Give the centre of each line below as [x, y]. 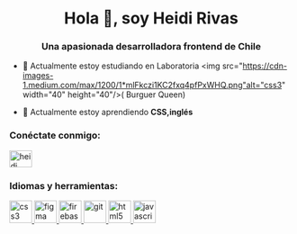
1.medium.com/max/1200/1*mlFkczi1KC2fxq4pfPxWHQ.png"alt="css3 [152, 85]
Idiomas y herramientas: [64, 185]
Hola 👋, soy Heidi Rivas [151, 18]
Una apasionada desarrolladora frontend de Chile [151, 47]
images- [38, 76]
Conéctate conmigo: [55, 136]
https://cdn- [265, 66]
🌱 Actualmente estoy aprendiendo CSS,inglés [108, 112]
